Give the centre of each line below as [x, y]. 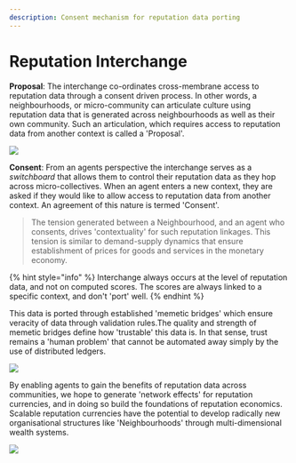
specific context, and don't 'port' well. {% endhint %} [107, 296]
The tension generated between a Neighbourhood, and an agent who [158, 222]
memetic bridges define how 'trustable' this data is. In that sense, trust [139, 332]
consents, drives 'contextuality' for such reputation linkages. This [151, 231]
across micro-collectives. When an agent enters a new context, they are [141, 186]
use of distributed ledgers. [58, 351]
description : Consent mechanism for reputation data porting [125, 17]
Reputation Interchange [99, 61]
